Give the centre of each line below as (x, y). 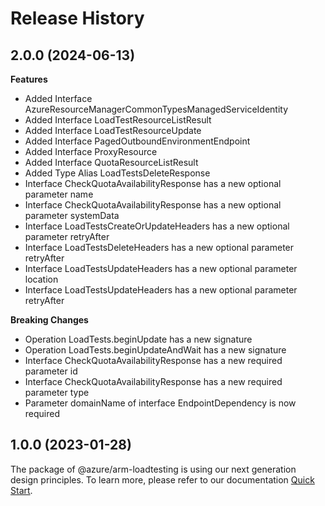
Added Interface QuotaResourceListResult (111, 162)
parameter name (59, 194)
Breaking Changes (49, 320)
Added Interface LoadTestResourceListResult (118, 120)
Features (29, 79)
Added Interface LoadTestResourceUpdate (113, 130)
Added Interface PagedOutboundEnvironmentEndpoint (137, 141)
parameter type (57, 392)
